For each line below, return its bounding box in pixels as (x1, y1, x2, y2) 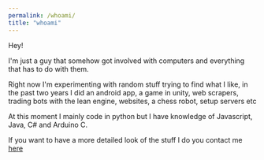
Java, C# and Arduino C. (8, 120, 88, 129)
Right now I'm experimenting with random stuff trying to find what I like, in (8, 80, 248, 89)
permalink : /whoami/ (8, 11, 76, 20)
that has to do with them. (8, 64, 89, 73)
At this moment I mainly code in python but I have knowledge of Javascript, (8, 111, 253, 121)
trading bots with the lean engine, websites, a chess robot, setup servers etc (8, 96, 257, 106)
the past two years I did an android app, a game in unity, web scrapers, (8, 87, 239, 97)
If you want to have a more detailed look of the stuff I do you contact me (8, 135, 243, 144)
